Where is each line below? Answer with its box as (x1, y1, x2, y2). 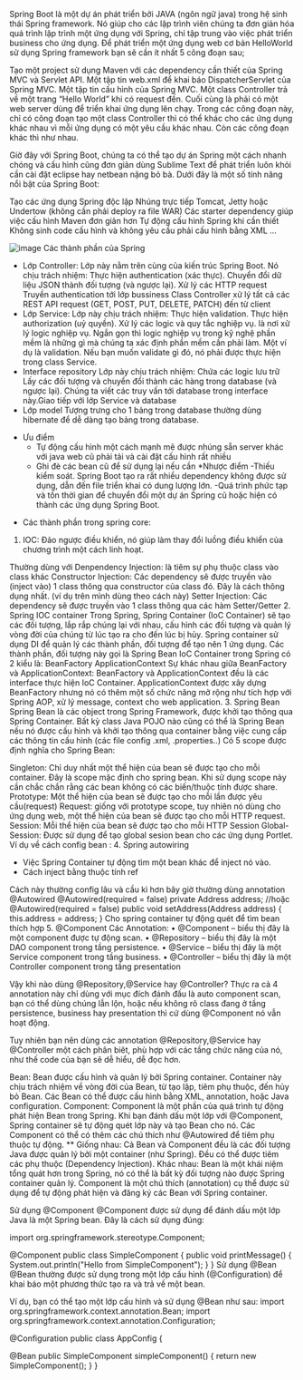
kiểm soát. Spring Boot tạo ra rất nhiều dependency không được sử (35, 471, 287, 481)
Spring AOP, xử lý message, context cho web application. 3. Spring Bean (9, 696, 280, 707)
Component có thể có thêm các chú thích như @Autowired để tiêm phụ (9, 1130, 275, 1140)
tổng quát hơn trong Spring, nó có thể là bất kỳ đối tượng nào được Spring (9, 1168, 285, 1179)
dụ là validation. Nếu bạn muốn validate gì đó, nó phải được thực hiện (22, 347, 281, 357)
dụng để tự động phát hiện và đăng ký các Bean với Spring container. (9, 1188, 269, 1198)
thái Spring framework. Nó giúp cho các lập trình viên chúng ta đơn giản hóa (9, 18, 295, 29)
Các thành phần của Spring (43, 243, 146, 253)
